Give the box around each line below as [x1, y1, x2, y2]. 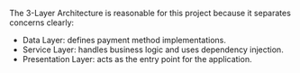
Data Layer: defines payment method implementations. [22, 35, 227, 45]
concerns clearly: [9, 17, 75, 28]
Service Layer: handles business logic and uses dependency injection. [22, 44, 284, 55]
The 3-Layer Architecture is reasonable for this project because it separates [9, 8, 291, 18]
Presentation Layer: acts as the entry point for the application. [22, 54, 252, 64]
